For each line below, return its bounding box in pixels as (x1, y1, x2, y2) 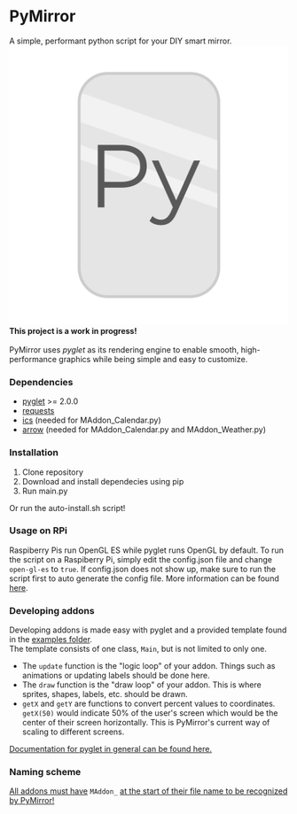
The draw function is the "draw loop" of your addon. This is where (21, 679, 262, 690)
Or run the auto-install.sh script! (9, 502, 126, 513)
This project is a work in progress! (9, 325, 137, 336)
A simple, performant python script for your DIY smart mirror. (9, 35, 232, 46)
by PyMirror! (9, 795, 55, 806)
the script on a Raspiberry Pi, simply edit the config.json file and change (9, 554, 273, 564)
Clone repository (21, 467, 84, 477)
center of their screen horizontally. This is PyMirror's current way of (21, 717, 270, 728)
